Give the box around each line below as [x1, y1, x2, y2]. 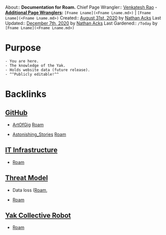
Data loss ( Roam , [12, 187, 48, 193]
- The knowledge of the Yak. [5, 63, 66, 68]
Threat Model [5, 174, 48, 182]
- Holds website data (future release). [5, 67, 91, 72]
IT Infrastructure [5, 146, 58, 154]
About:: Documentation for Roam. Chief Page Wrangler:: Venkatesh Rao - [5, 5, 158, 10]
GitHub [5, 108, 28, 117]
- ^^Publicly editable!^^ [5, 72, 59, 77]
